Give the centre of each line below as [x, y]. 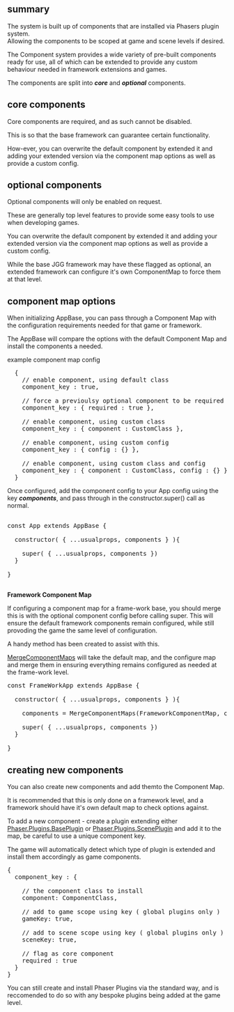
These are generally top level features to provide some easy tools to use [111, 215]
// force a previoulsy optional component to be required [123, 401]
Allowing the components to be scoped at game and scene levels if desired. [116, 41]
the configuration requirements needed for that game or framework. [105, 325]
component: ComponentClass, [70, 898]
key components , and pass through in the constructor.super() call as [106, 498]
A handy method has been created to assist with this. [84, 644]
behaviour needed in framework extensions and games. [87, 69]
